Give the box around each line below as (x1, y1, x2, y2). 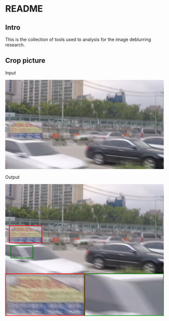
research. (5, 42, 25, 48)
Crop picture (5, 56, 46, 65)
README (5, 3, 43, 15)
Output (5, 174, 20, 180)
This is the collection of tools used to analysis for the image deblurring (5, 36, 151, 42)
